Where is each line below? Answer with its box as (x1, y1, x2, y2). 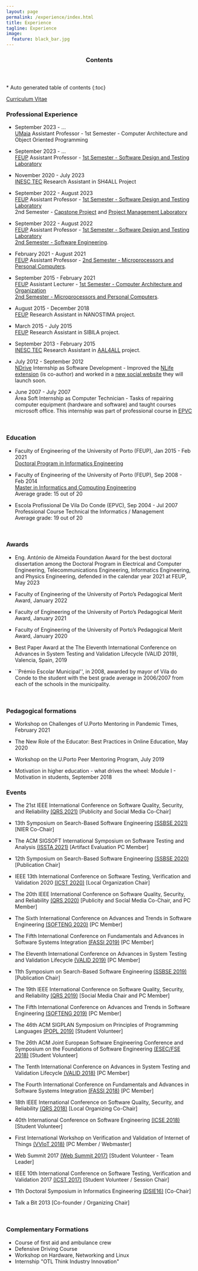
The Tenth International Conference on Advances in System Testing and (14, 1063, 190, 1070)
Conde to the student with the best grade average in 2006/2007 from (14, 674, 184, 681)
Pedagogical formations (6, 706, 77, 715)
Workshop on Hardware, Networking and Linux (14, 1251, 129, 1259)
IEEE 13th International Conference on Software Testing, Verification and (14, 873, 191, 880)
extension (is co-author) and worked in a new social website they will (14, 371, 183, 378)
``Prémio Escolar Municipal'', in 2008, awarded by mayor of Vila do (14, 668, 177, 675)
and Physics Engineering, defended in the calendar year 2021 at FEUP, (14, 572, 187, 580)
